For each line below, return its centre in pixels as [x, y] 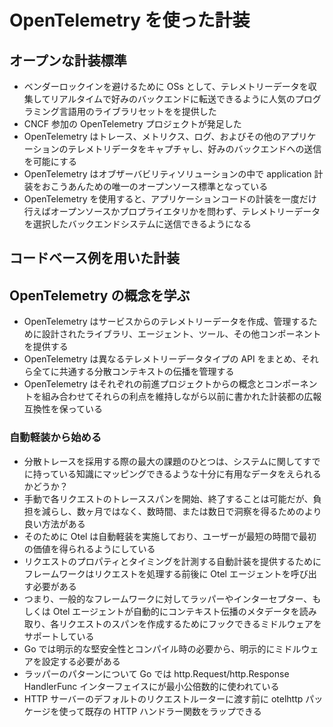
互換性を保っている [63, 409]
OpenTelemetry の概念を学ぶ [100, 295]
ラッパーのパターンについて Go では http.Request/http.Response [156, 673]
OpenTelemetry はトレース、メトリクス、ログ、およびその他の [152, 136]
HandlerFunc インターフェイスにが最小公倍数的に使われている [151, 686]
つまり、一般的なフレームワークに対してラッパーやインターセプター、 [168, 598]
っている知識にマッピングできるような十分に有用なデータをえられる [181, 473]
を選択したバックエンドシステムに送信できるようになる [137, 224]
